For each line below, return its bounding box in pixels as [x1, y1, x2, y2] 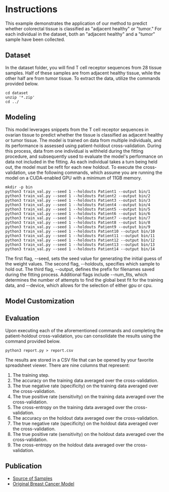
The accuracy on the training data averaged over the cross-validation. [12, 377, 159, 383]
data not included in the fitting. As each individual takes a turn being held [5, 158, 158, 165]
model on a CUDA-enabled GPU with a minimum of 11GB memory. [5, 174, 142, 181]
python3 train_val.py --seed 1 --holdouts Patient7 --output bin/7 [5, 215, 151, 220]
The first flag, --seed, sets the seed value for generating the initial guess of [5, 255, 162, 261]
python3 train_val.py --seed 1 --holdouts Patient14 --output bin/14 [5, 246, 155, 251]
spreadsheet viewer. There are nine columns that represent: [5, 362, 130, 368]
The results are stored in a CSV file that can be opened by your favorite [5, 356, 154, 363]
